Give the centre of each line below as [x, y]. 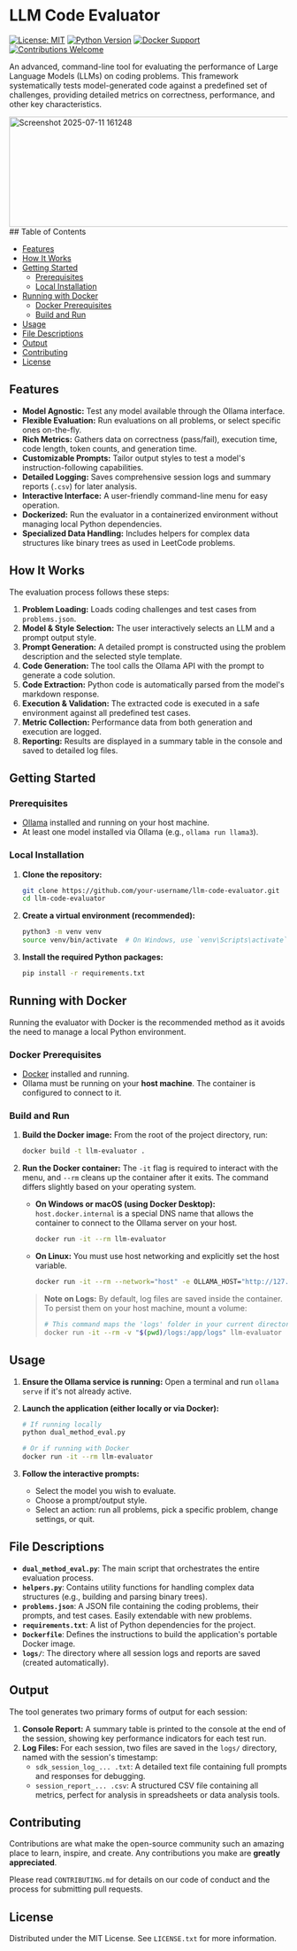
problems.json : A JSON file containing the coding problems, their [140, 1605]
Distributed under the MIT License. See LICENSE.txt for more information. [143, 1939]
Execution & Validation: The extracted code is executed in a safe [141, 703]
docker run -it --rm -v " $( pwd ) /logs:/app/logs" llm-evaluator [163, 1333]
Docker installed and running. [76, 1074]
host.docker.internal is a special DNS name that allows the [144, 1214]
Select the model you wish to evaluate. [106, 1491]
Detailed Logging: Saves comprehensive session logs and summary [146, 477]
